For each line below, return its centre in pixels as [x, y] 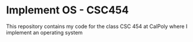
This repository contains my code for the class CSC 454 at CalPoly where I [97, 26]
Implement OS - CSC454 [68, 10]
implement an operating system [44, 32]
